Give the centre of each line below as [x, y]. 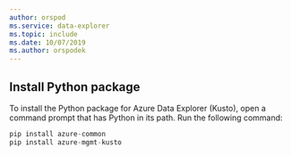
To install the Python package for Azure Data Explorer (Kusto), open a [138, 108]
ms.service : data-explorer [60, 26]
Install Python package [75, 87]
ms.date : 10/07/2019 [48, 42]
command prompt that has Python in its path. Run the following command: [146, 118]
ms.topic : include [43, 34]
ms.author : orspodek [48, 51]
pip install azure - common [57, 134]
